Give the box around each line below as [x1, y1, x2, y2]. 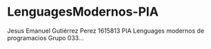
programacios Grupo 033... [7, 33, 84, 42]
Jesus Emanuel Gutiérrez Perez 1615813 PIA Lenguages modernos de [7, 27, 205, 35]
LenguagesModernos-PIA [7, 4, 159, 20]
